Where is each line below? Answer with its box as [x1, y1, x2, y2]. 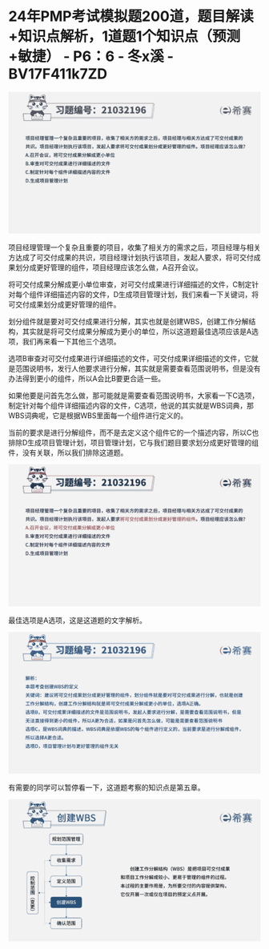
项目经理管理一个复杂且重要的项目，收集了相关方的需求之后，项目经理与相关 [8, 243, 261, 252]
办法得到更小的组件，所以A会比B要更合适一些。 [8, 374, 166, 384]
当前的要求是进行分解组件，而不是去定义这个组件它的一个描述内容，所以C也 [8, 428, 259, 437]
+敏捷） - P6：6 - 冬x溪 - [8, 47, 175, 66]
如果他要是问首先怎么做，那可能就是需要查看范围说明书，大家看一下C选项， [8, 391, 259, 400]
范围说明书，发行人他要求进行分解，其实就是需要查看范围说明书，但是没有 [14, 364, 261, 373]
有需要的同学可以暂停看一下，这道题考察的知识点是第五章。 [8, 782, 205, 793]
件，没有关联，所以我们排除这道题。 [8, 448, 128, 457]
